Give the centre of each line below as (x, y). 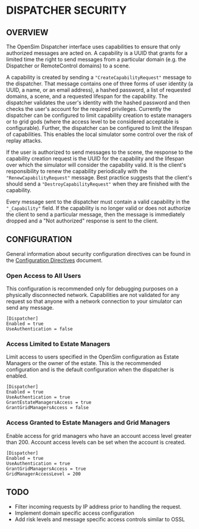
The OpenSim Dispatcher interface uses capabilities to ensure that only (94, 47)
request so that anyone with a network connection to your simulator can (94, 301)
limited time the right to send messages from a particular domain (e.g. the (96, 59)
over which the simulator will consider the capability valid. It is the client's (96, 165)
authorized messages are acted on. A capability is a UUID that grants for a (97, 53)
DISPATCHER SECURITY (67, 10)
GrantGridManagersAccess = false (48, 408)
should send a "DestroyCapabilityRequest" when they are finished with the (98, 184)
